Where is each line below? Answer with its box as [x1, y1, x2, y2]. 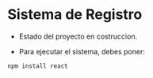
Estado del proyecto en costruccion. [18, 32, 138, 41]
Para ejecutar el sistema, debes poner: [18, 46, 146, 56]
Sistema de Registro [7, 6, 143, 24]
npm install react [7, 61, 68, 70]
